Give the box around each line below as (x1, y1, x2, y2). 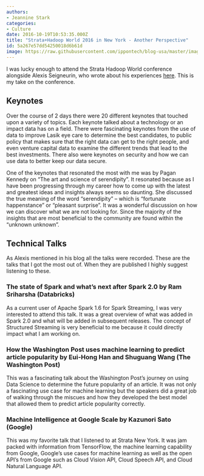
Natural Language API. (6, 463, 63, 470)
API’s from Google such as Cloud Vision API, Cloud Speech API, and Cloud (6, 456, 192, 463)
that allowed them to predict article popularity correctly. (6, 400, 146, 407)
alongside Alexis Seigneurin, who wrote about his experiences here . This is (6, 71, 194, 79)
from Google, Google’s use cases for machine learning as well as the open (6, 450, 192, 457)
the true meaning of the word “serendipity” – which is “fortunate (6, 195, 166, 202)
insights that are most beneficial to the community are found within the (6, 214, 183, 222)
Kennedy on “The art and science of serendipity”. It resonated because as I (6, 175, 194, 183)
